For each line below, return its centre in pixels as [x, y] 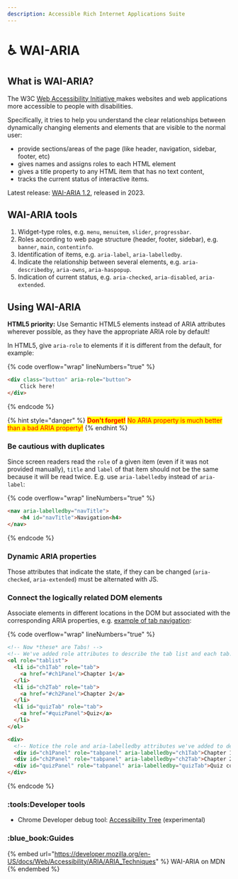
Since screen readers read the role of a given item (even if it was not [108, 462]
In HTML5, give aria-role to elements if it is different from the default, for [114, 346]
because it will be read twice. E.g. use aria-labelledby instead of [103, 477]
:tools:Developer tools [46, 804]
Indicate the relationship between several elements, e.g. [99, 262]
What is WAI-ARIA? [51, 81]
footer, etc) [34, 156]
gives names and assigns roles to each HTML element [96, 163]
